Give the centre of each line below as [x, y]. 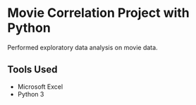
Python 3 [31, 94]
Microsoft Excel [40, 87]
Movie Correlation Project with [99, 13]
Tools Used [32, 69]
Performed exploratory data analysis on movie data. [82, 47]
